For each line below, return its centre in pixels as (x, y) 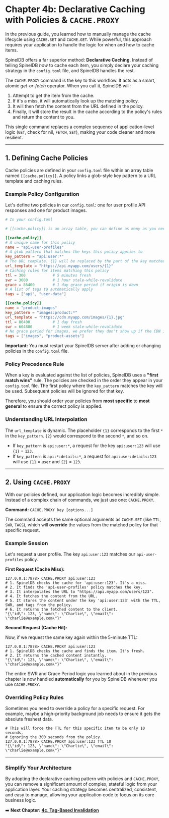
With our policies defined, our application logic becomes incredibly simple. (82, 494)
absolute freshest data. (29, 719)
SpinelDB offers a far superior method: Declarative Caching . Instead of (79, 60)
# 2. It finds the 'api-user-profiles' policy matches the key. (74, 587)
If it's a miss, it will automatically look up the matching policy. (76, 101)
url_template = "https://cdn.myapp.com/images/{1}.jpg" (65, 317)
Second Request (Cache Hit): (36, 627)
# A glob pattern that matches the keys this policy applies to (74, 252)
